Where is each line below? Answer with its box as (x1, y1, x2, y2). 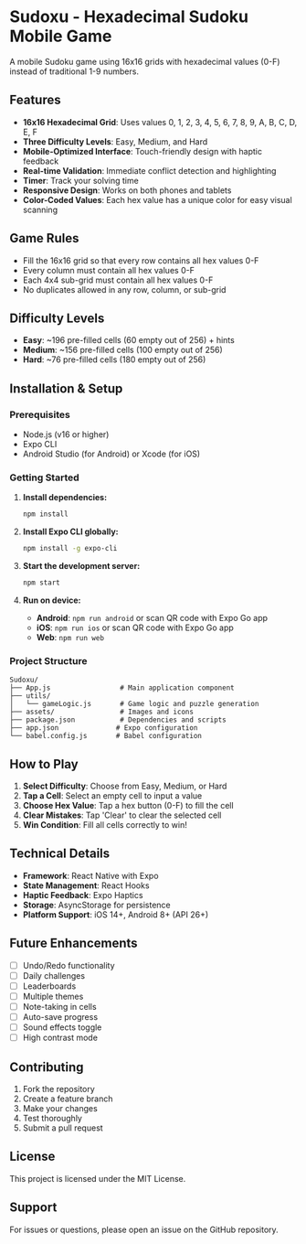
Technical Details (9, 846, 111, 862)
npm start (22, 578, 61, 587)
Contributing (9, 1059, 84, 1075)
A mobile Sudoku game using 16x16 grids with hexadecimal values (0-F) (9, 56, 280, 67)
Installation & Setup (9, 381, 123, 396)
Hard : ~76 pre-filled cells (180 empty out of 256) (22, 354, 206, 365)
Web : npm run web (36, 631, 105, 642)
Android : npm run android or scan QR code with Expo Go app (36, 612, 268, 623)
